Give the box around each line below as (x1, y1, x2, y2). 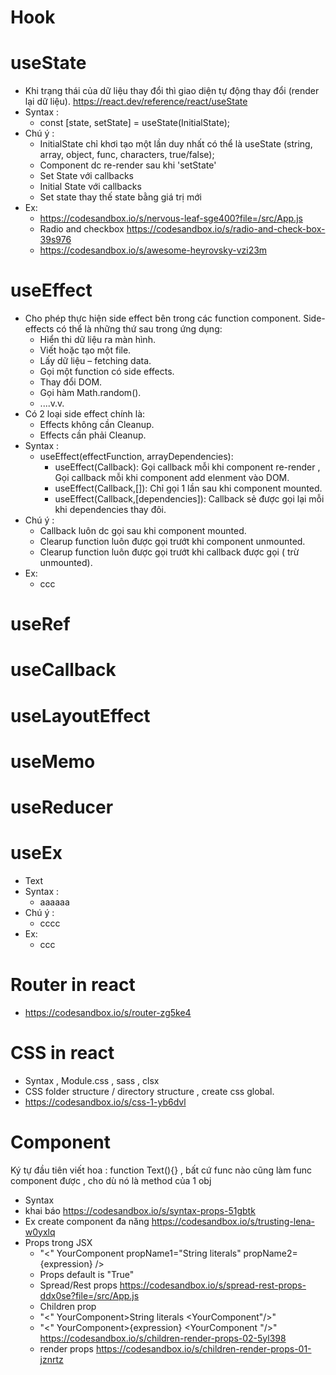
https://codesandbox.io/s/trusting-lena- (151, 1215, 315, 1227)
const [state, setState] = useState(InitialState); (39, 117, 231, 129)
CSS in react (10, 1042, 115, 1065)
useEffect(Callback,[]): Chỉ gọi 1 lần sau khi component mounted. (54, 482, 323, 495)
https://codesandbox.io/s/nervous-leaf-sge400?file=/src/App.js (39, 212, 303, 225)
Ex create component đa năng (24, 1215, 150, 1227)
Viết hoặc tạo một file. (39, 344, 132, 356)
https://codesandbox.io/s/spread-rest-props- (119, 1279, 307, 1291)
